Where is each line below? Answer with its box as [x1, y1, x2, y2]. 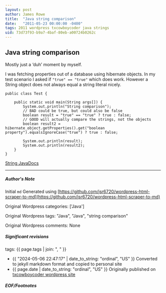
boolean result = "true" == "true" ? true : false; [23, 112, 132, 117]
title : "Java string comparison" [5, 16, 77, 21]
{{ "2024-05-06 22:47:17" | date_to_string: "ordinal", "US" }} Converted [12, 256, 158, 261]
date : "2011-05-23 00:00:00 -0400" [5, 21, 83, 26]
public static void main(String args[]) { [14, 100, 103, 105]
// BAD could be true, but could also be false [23, 108, 123, 113]
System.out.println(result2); [23, 143, 85, 148]
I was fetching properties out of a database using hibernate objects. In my [5, 71, 156, 77]
